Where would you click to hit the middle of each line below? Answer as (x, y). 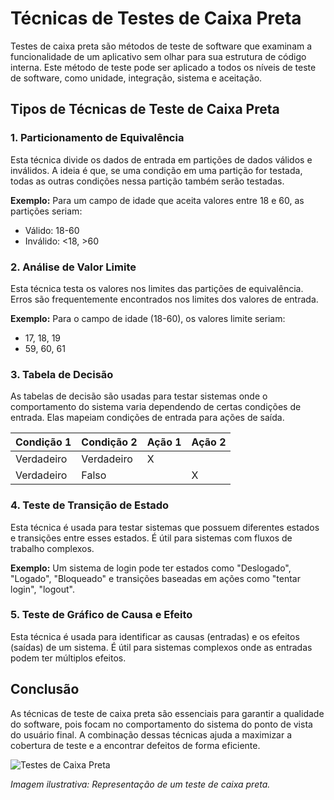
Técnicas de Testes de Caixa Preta (156, 18)
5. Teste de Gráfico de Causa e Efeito (101, 615)
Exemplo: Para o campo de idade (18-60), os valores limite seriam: (148, 318)
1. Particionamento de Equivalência (97, 138)
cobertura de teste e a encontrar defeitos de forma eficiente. (135, 745)
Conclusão (45, 689)
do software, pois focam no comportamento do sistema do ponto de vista (161, 724)
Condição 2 (109, 442)
